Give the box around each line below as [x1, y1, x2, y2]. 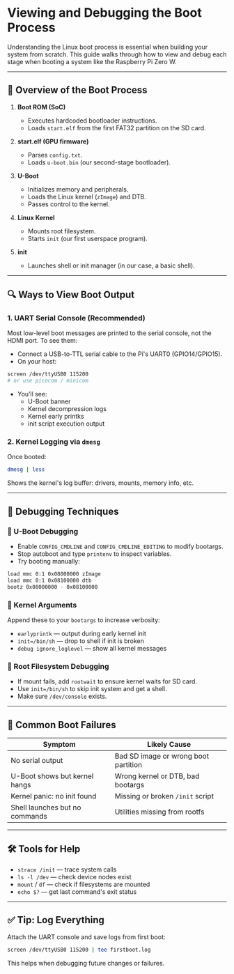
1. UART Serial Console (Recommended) [7, 314, 146, 323]
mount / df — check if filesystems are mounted [17, 880, 150, 888]
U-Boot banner [27, 397, 71, 405]
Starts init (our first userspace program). [27, 234, 148, 242]
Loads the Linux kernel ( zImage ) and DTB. [27, 192, 146, 201]
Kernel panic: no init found [10, 791, 97, 801]
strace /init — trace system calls [17, 865, 117, 874]
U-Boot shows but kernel [10, 771, 94, 781]
